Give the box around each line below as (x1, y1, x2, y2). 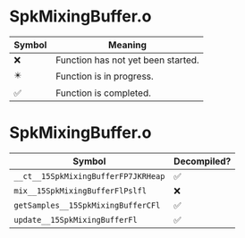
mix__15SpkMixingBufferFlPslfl (13, 185, 148, 196)
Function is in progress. (55, 70, 154, 82)
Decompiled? (173, 155, 232, 167)
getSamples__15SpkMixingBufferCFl (13, 200, 161, 210)
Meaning (108, 38, 148, 51)
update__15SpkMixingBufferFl (13, 215, 138, 225)
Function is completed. (55, 87, 152, 99)
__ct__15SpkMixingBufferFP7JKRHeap (13, 171, 165, 181)
